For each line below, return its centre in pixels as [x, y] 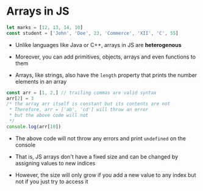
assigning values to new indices [55, 163]
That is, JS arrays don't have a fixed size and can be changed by [97, 156]
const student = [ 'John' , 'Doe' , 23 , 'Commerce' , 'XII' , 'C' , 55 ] [92, 33]
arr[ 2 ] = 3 [20, 98]
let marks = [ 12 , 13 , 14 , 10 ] [45, 27]
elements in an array [41, 81]
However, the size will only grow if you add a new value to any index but [105, 175]
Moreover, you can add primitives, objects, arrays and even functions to [105, 57]
